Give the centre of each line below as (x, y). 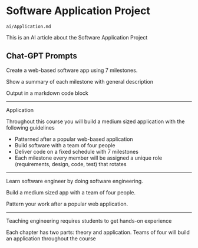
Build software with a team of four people (65, 145)
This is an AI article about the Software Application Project (77, 37)
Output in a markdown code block (47, 93)
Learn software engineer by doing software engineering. (75, 181)
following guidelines (30, 127)
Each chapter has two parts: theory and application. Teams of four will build (98, 232)
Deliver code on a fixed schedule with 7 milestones (76, 151)
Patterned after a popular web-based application (74, 139)
